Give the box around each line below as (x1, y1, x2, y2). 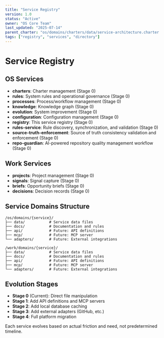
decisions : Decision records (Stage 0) (12, 188, 90, 194)
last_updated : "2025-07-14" (5, 25, 63, 30)
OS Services (5, 75, 44, 83)
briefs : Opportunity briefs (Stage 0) (12, 183, 84, 189)
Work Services (5, 160, 52, 168)
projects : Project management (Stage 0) (12, 172, 94, 178)
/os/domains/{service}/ (5, 215, 54, 220)
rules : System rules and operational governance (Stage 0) (12, 93, 130, 99)
